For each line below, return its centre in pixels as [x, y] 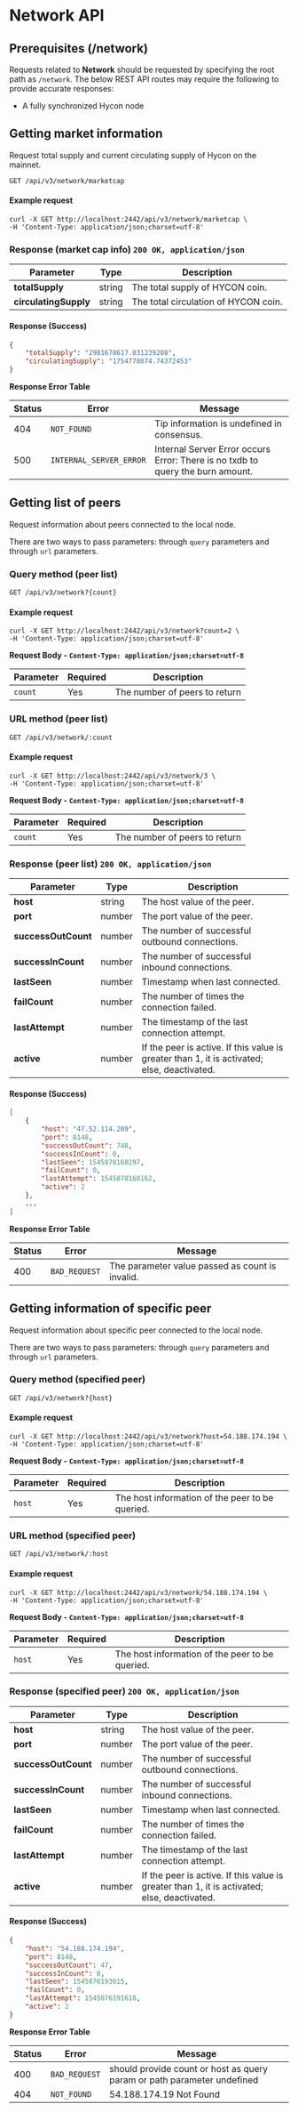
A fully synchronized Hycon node [83, 106]
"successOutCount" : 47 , [69, 1965]
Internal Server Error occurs [212, 449]
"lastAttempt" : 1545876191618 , [83, 1998]
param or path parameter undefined [184, 2080]
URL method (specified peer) [73, 1536]
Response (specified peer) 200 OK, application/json [124, 1691]
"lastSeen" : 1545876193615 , [77, 1982]
